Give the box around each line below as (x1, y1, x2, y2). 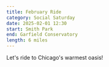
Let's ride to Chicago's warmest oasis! (6, 54, 103, 61)
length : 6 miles (6, 37, 48, 43)
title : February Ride (6, 9, 62, 15)
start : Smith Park (6, 26, 53, 32)
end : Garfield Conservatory (6, 32, 78, 38)
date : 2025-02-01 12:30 (6, 20, 67, 26)
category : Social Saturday (6, 15, 75, 21)
